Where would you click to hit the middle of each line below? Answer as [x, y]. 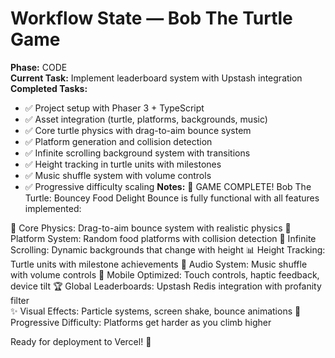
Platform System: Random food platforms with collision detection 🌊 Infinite [163, 238]
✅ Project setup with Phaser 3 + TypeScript [114, 108]
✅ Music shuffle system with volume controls [118, 175]
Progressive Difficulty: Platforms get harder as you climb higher [141, 322]
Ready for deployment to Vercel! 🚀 [81, 341]
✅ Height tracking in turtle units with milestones [123, 164]
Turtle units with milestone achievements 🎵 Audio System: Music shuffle [159, 264]
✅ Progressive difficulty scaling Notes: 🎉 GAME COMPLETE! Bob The [168, 186]
